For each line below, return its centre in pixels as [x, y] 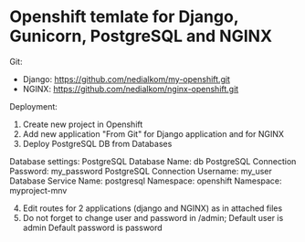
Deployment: [33, 106]
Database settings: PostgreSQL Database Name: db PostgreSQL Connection [153, 161]
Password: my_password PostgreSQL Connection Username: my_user [141, 171]
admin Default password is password [92, 227]
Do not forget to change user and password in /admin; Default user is [153, 217]
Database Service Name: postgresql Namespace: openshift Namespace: [146, 181]
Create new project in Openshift [83, 124]
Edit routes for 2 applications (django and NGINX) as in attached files [152, 208]
